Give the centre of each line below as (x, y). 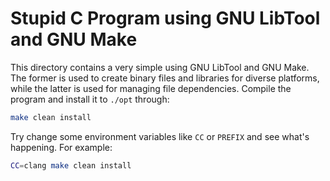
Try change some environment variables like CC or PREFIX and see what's (160, 136)
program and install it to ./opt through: (90, 99)
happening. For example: (61, 147)
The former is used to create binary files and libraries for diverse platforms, (165, 78)
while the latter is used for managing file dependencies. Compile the (151, 88)
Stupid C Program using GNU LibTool (165, 18)
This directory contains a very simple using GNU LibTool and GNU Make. (160, 67)
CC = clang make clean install (71, 165)
